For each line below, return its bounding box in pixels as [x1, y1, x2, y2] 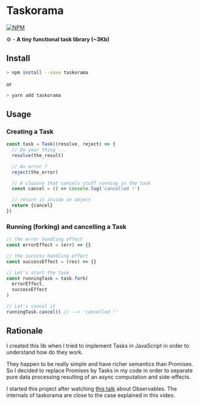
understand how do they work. [6, 348, 83, 356]
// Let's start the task [6, 269, 69, 276]
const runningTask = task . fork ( [6, 275, 88, 281]
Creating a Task [6, 127, 54, 136]
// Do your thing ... [12, 147, 67, 153]
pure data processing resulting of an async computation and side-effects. [6, 373, 191, 381]
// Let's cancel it [6, 303, 56, 309]
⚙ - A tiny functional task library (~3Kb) [6, 35, 110, 43]
